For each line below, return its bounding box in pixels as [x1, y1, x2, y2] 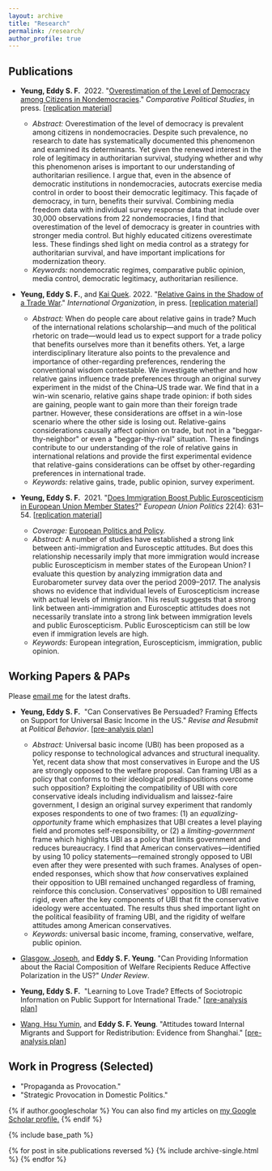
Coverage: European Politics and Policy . [32, 526, 166, 535]
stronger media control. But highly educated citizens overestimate [32, 231, 253, 241]
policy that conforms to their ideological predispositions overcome [32, 774, 253, 784]
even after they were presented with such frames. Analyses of [32, 860, 240, 870]
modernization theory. [32, 257, 107, 266]
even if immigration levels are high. [32, 629, 149, 639]
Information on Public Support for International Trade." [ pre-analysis [19, 994, 248, 1004]
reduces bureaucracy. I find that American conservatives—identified [32, 843, 261, 853]
